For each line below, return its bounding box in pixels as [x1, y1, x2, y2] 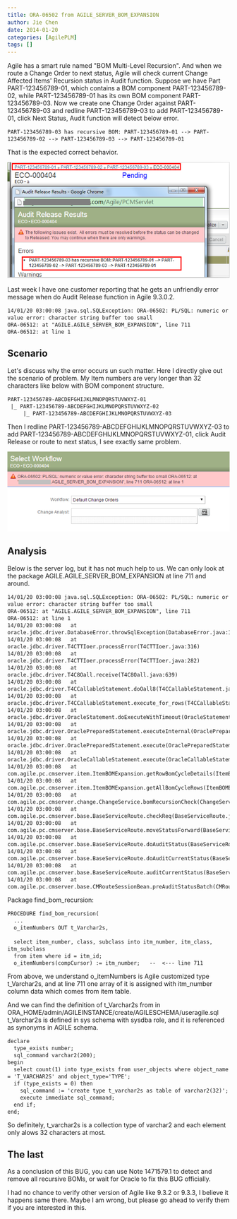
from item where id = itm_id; [13, 952, 102, 960]
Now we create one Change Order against [54, 99, 176, 107]
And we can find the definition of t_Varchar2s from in [7, 1000, 161, 1009]
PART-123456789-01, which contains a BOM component [7, 84, 171, 93]
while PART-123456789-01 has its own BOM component [18, 92, 181, 100]
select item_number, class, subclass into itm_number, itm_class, [13, 938, 213, 946]
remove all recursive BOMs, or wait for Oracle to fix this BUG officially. [7, 1175, 211, 1183]
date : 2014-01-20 [7, 26, 59, 33]
